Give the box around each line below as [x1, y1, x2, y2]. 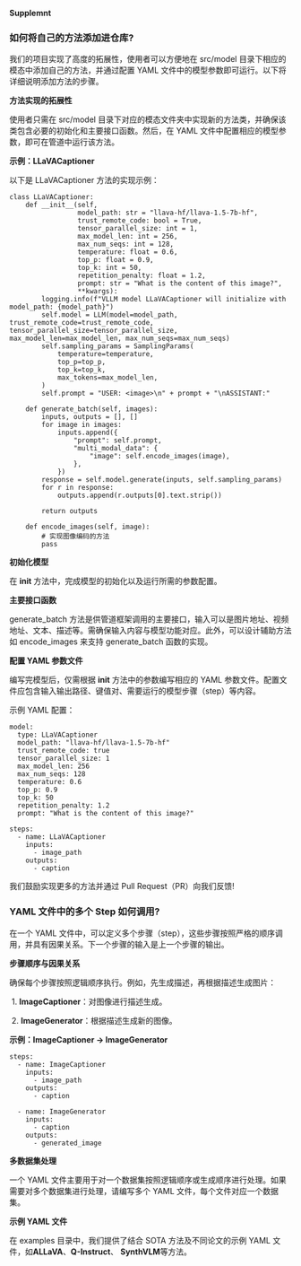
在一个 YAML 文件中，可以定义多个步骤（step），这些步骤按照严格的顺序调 [9, 928, 284, 939]
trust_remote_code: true [17, 747, 110, 755]
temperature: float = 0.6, [77, 248, 178, 257]
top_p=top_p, [56, 358, 106, 367]
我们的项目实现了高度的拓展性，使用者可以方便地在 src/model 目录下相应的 [9, 54, 287, 65]
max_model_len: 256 [17, 762, 90, 771]
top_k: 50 [17, 793, 54, 802]
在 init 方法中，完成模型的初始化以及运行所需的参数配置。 [9, 576, 222, 587]
